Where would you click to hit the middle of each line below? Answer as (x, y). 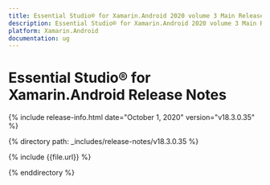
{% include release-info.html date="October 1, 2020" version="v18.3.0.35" (132, 117)
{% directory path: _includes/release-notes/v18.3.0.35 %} (104, 142)
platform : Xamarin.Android (53, 31)
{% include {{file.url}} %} (50, 157)
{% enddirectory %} (41, 173)
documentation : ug (39, 38)
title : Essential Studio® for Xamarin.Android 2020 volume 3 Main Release (136, 16)
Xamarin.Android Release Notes (118, 95)
